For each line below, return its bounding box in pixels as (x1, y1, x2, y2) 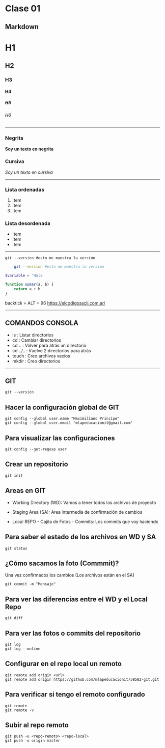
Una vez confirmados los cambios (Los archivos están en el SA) (5, 572, 135, 578)
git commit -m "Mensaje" (5, 582, 56, 587)
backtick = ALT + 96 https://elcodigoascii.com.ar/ (5, 300, 106, 306)
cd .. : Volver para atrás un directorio (12, 342, 87, 348)
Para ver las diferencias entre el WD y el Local (5, 595, 148, 603)
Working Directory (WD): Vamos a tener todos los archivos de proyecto (12, 499, 156, 505)
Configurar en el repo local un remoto (5, 660, 122, 668)
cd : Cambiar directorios (12, 337, 61, 343)
